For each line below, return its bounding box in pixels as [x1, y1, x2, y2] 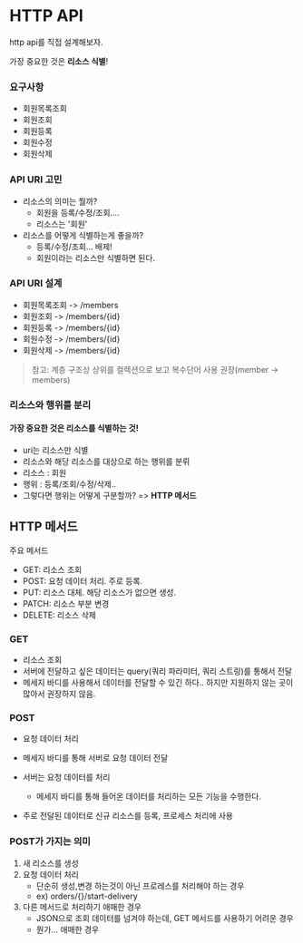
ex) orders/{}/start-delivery [35, 890, 138, 901]
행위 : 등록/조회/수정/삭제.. [22, 478, 116, 490]
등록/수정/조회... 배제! [35, 241, 112, 252]
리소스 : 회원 [22, 467, 67, 478]
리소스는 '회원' [35, 219, 88, 229]
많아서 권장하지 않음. [22, 688, 96, 699]
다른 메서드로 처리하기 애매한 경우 [22, 901, 142, 912]
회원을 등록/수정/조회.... [35, 207, 120, 218]
